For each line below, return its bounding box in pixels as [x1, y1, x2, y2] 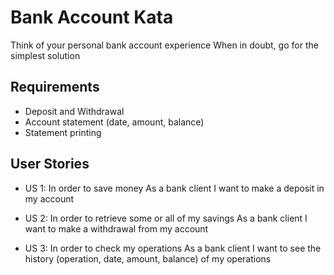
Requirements [10, 79, 100, 96]
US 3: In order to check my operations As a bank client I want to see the [24, 242, 322, 254]
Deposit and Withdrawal [24, 105, 125, 117]
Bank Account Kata [10, 6, 174, 29]
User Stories [10, 156, 90, 173]
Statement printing [24, 126, 102, 138]
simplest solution [10, 49, 81, 61]
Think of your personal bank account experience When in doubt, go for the [10, 39, 319, 51]
